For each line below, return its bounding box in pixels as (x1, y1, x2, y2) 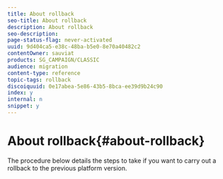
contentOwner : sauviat (7, 50, 74, 57)
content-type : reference (7, 69, 81, 76)
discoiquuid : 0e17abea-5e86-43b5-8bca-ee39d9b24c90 (7, 83, 163, 90)
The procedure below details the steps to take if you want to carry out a (7, 156, 217, 165)
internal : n (7, 96, 42, 103)
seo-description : (7, 30, 59, 37)
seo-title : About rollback (7, 17, 87, 24)
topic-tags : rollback (7, 76, 72, 83)
